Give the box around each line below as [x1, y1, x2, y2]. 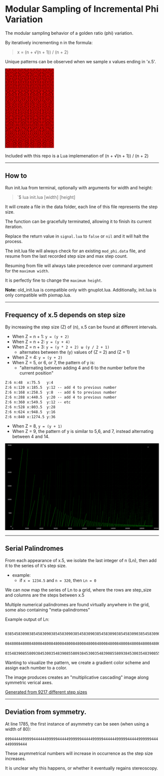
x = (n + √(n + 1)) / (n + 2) [17, 49, 69, 55]
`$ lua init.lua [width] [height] [17, 194, 76, 200]
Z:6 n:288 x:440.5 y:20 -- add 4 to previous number [5, 395, 117, 400]
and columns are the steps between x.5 [5, 592, 84, 598]
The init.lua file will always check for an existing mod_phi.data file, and [5, 248, 145, 254]
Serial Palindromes [5, 544, 64, 553]
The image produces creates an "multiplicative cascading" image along [5, 674, 149, 680]
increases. [5, 755, 26, 761]
